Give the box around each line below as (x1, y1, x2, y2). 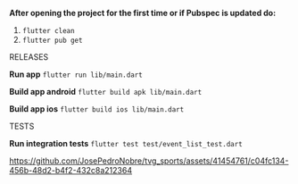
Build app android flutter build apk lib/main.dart (9, 87, 203, 96)
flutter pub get (21, 36, 83, 45)
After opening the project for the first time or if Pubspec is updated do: (9, 8, 277, 18)
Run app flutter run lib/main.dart (9, 69, 143, 79)
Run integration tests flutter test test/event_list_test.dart (9, 138, 243, 148)
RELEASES (9, 52, 49, 62)
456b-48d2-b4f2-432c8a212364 (9, 165, 132, 175)
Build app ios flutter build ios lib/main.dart (9, 104, 185, 114)
